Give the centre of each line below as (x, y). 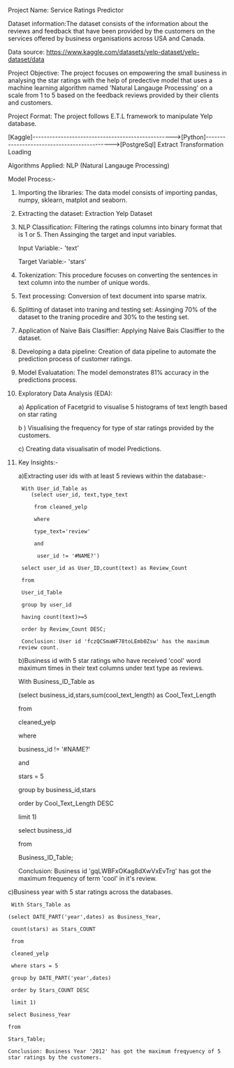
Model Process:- (32, 179)
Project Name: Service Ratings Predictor (66, 10)
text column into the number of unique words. (84, 283)
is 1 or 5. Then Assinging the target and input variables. (97, 234)
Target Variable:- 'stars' (52, 262)
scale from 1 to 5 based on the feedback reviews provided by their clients (114, 95)
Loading (20, 152)
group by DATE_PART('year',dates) (61, 978)
